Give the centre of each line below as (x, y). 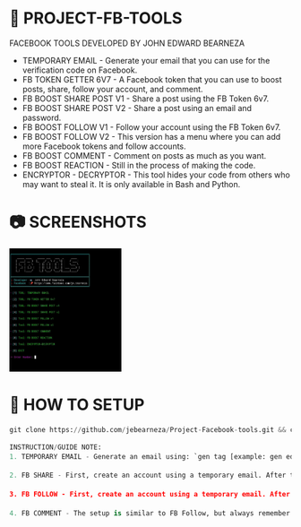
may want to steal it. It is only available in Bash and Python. (131, 184)
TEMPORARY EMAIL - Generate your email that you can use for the (146, 60)
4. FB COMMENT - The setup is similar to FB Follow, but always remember (150, 513)
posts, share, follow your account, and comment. (112, 89)
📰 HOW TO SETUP (77, 405)
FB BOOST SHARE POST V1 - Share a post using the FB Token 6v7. (146, 99)
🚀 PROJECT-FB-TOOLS (96, 18)
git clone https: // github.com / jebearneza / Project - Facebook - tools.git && (148, 429)
